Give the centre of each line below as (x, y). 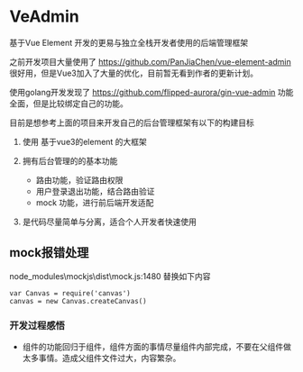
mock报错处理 (49, 253)
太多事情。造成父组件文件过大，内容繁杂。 (101, 358)
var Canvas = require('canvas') (70, 293)
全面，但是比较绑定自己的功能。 (69, 103)
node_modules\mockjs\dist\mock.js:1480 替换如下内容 (110, 276)
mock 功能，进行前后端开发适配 (95, 202)
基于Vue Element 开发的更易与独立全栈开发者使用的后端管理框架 (129, 42)
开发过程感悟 (37, 325)
